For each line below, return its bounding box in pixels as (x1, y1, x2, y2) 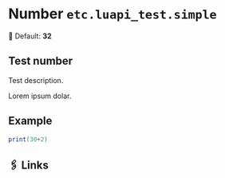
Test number (8, 54, 73, 68)
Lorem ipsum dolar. (8, 91, 72, 101)
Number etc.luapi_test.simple (8, 5, 217, 23)
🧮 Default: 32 (8, 31, 52, 41)
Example (8, 114, 53, 128)
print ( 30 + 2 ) (8, 135, 48, 144)
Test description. (8, 75, 64, 85)
